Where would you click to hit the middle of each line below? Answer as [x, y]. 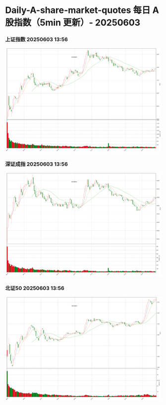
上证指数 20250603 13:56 [37, 39]
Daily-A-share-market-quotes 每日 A [82, 10]
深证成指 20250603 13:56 [37, 164]
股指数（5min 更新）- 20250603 [73, 23]
